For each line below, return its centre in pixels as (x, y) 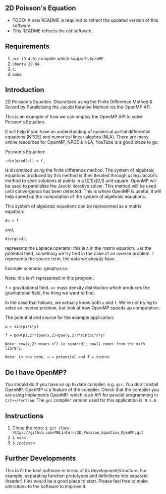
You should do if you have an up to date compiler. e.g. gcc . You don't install (82, 385)
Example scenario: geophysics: (37, 269)
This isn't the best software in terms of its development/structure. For (76, 470)
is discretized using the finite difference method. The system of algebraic (80, 170)
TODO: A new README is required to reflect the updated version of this (85, 20)
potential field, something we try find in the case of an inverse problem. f (80, 254)
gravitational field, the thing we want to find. (50, 293)
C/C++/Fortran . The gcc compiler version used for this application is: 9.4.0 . (81, 400)
